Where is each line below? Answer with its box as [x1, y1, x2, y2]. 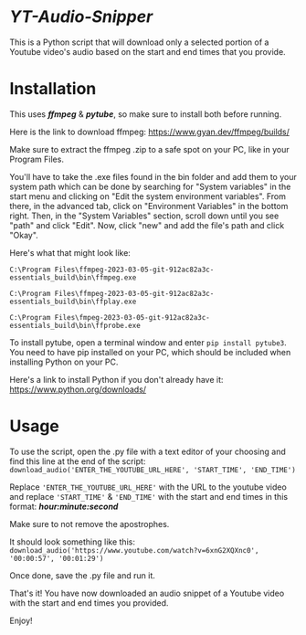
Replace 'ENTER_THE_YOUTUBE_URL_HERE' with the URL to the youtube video [9, 482, 288, 492]
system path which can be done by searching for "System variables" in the [9, 181, 291, 192]
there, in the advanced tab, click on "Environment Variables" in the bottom [9, 200, 289, 211]
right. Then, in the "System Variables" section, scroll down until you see [9, 210, 280, 221]
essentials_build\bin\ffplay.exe [9, 297, 137, 306]
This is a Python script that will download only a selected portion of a [9, 37, 269, 48]
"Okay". [9, 229, 38, 240]
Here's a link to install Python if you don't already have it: [9, 374, 224, 385]
